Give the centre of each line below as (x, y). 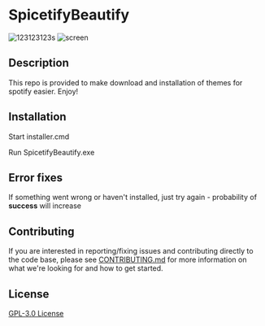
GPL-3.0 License (36, 313)
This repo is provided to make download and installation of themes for (126, 82)
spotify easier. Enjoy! (43, 91)
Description (39, 63)
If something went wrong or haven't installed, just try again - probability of (133, 198)
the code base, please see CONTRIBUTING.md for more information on (128, 260)
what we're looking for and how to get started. (86, 268)
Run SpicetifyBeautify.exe (52, 152)
